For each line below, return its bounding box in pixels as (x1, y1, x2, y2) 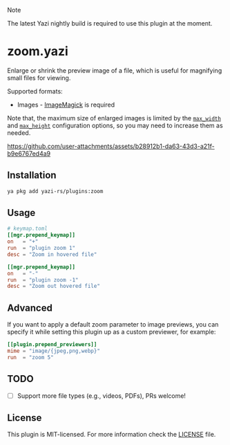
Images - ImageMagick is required (17, 100, 115, 109)
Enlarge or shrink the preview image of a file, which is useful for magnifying (7, 66, 222, 75)
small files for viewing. (7, 73, 71, 82)
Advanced (7, 302, 53, 314)
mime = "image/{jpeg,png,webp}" (7, 347, 100, 354)
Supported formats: (7, 87, 64, 96)
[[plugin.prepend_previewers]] (7, 341, 97, 348)
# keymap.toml (7, 225, 48, 233)
